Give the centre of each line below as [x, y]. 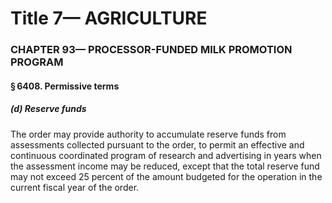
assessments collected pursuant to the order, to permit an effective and [157, 144]
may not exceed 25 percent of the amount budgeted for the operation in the [166, 176]
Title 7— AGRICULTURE [109, 18]
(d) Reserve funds [48, 109]
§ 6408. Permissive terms [65, 86]
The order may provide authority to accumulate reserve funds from [148, 134]
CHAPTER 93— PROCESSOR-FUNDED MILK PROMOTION [151, 50]
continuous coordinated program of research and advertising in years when [166, 155]
